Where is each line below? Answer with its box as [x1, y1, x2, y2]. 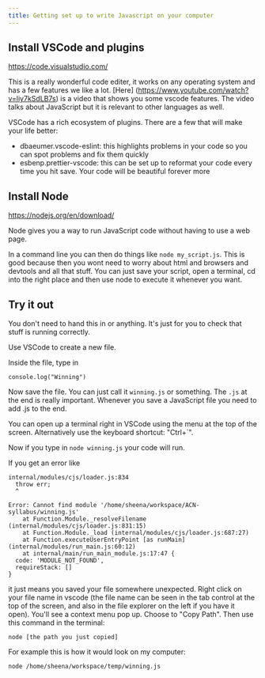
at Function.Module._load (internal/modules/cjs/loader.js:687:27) [22, 529, 249, 537]
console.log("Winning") [8, 373, 87, 381]
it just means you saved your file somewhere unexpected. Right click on [8, 585, 243, 594]
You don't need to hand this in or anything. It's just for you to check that [8, 319, 243, 328]
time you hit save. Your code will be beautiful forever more [19, 167, 210, 176]
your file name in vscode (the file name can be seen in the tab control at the [8, 593, 256, 602]
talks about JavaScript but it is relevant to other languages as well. [8, 102, 225, 112]
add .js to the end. [8, 404, 67, 414]
